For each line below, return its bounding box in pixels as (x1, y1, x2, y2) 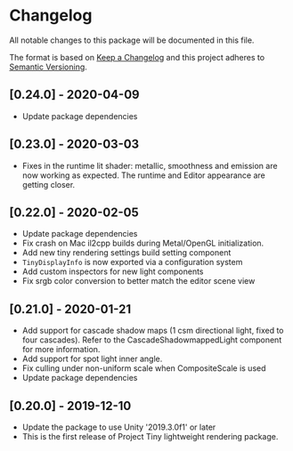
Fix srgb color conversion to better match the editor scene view (21, 276, 256, 286)
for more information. (21, 344, 101, 355)
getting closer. (21, 179, 76, 189)
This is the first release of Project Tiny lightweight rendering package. (21, 431, 279, 441)
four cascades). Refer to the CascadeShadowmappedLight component (21, 334, 282, 345)
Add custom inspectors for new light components (21, 266, 204, 277)
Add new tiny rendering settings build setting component (21, 247, 232, 258)
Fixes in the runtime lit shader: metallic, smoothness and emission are (21, 160, 278, 171)
